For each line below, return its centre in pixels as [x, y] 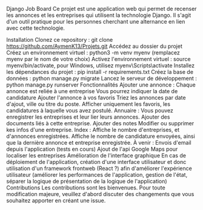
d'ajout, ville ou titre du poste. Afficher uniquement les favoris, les [88, 104]
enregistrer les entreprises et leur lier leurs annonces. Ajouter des [88, 117]
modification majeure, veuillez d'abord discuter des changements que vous [100, 194]
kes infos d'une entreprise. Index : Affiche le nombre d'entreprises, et [93, 130]
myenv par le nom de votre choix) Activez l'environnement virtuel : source [98, 59]
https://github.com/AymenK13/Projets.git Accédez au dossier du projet [95, 46]
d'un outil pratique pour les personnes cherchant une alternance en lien [96, 21]
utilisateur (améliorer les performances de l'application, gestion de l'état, [97, 175]
